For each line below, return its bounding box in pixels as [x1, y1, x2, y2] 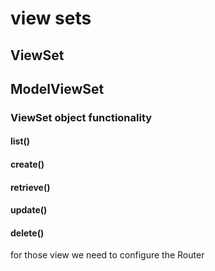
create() [10, 158, 45, 171]
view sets [10, 7, 92, 30]
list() [10, 135, 31, 147]
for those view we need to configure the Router [10, 249, 205, 261]
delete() [10, 227, 45, 239]
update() [10, 204, 48, 216]
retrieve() [10, 181, 51, 193]
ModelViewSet [10, 80, 105, 97]
